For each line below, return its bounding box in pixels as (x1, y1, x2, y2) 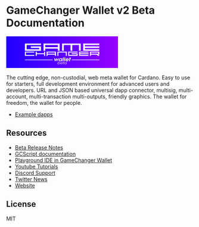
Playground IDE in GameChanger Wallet (14, 156, 113, 164)
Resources (6, 128, 47, 138)
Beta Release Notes (14, 144, 64, 151)
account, (6, 93, 28, 100)
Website (14, 182, 36, 189)
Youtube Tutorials (14, 163, 58, 170)
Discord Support (14, 169, 55, 176)
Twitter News (14, 175, 48, 182)
